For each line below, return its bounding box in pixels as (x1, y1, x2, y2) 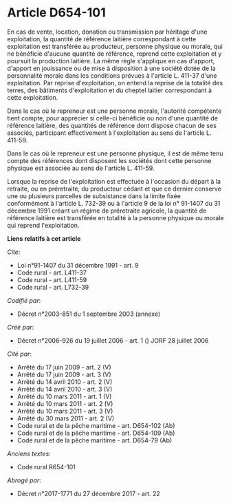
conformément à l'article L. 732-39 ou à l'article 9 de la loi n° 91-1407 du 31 (7, 199, 221, 207)
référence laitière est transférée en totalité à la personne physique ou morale (7, 213, 224, 222)
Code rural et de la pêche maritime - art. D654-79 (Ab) (16, 436, 173, 445)
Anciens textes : (7, 449, 52, 458)
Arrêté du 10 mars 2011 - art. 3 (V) (16, 407, 113, 415)
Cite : (7, 248, 21, 256)
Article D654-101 (7, 5, 106, 21)
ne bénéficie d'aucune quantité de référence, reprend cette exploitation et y (7, 50, 222, 58)
